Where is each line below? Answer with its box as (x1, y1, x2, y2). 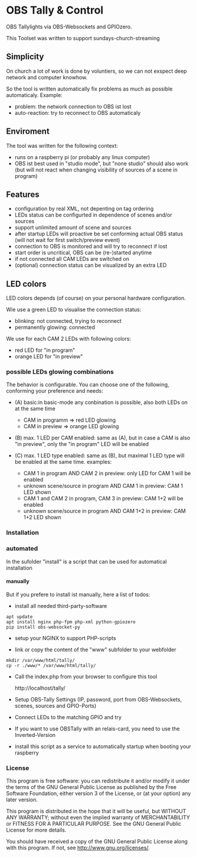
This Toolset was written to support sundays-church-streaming (6, 34, 160, 41)
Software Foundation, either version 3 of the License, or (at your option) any (6, 790, 191, 797)
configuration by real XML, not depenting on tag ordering (14, 205, 154, 212)
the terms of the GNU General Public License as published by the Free (6, 784, 177, 791)
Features (6, 189, 40, 199)
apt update (6, 613, 33, 620)
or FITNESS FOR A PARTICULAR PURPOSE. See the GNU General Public (6, 820, 182, 827)
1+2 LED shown (23, 514, 61, 521)
